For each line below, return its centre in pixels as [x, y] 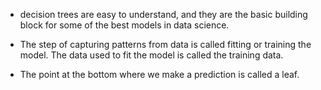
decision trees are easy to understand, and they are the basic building [163, 14]
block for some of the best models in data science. [124, 25]
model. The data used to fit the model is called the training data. [151, 55]
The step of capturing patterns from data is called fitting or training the [165, 44]
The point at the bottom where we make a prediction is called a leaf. [159, 74]
